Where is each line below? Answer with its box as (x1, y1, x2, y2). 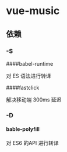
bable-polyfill (6, 126, 40, 133)
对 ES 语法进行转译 (6, 72, 51, 79)
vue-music (6, 4, 60, 18)
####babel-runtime (6, 60, 54, 67)
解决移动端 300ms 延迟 (6, 96, 62, 103)
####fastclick (6, 84, 40, 91)
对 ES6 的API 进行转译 (6, 140, 59, 146)
